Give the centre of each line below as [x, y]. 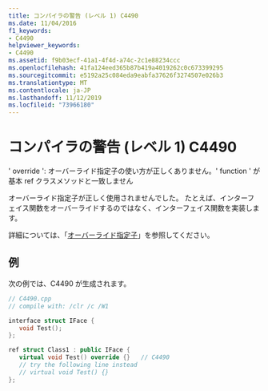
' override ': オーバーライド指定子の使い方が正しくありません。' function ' [130, 171]
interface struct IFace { [51, 320]
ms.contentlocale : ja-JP [50, 90]
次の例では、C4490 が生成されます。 [70, 283]
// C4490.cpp [30, 298]
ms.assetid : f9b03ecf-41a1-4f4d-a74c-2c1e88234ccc [94, 61]
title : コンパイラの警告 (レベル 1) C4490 [73, 16]
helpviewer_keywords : [44, 46]
